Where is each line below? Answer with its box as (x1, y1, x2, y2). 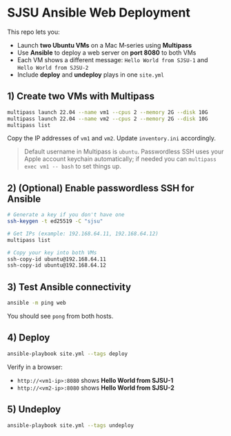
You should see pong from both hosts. (7, 312, 114, 320)
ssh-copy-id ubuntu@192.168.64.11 (7, 256, 107, 263)
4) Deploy (7, 332, 50, 343)
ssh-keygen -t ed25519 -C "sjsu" (7, 218, 103, 225)
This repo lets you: (7, 28, 60, 36)
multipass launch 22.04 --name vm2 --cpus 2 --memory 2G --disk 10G (7, 115, 208, 122)
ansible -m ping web (7, 299, 67, 307)
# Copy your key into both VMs (7, 249, 97, 256)
